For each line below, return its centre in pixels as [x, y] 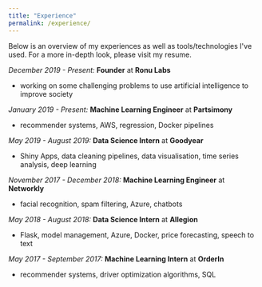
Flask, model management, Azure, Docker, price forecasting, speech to [137, 235]
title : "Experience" [43, 16]
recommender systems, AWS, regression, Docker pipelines [117, 125]
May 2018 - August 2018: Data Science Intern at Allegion [103, 219]
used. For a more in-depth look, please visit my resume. [100, 54]
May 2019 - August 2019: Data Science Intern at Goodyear [106, 140]
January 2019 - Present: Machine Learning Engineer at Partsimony [121, 110]
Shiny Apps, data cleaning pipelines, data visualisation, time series [129, 156]
